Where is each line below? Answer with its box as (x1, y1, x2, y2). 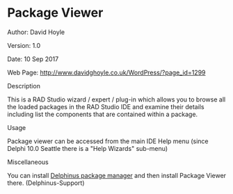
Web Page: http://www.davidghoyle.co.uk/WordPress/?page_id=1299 (7, 68, 206, 76)
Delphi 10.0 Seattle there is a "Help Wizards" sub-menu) (7, 144, 168, 152)
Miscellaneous (7, 158, 49, 166)
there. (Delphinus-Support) (7, 179, 85, 187)
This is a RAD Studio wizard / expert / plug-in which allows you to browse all (7, 95, 226, 104)
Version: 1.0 (7, 41, 41, 49)
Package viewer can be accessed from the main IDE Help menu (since (7, 137, 209, 145)
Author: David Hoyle (7, 28, 65, 36)
